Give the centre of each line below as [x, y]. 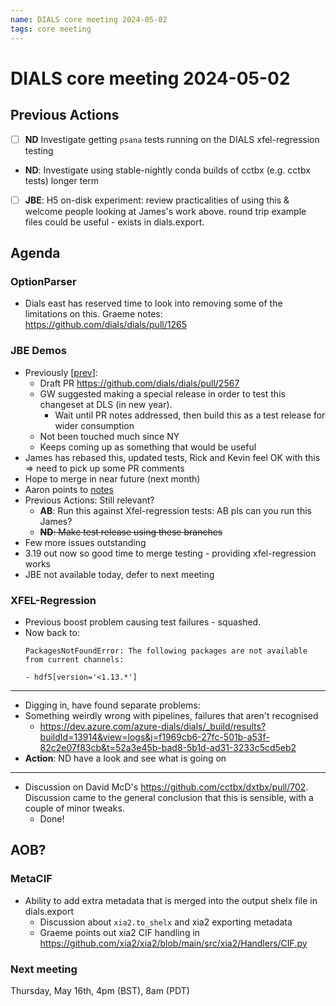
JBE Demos [38, 351]
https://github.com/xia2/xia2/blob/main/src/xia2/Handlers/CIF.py [173, 943]
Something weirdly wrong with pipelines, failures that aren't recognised [171, 715]
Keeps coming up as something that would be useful [148, 447]
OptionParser [43, 281]
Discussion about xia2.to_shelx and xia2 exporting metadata [166, 922]
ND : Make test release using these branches [131, 532]
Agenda [35, 253]
